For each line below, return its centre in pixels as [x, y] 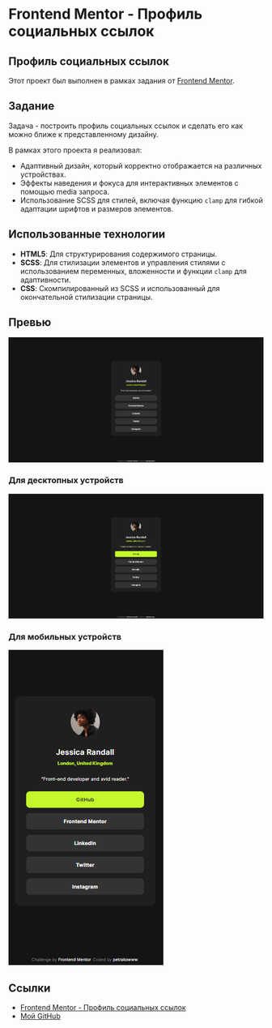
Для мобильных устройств [65, 637]
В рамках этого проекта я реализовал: [75, 150]
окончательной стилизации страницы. [86, 297]
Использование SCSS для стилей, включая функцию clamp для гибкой [141, 200]
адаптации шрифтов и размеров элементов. [97, 208]
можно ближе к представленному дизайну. [84, 134]
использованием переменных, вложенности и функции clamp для [133, 271]
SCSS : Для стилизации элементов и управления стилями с [123, 262]
